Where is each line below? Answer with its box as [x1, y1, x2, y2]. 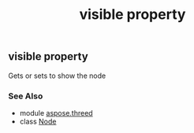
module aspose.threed [19, 108, 93, 117]
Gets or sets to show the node [8, 71, 106, 80]
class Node [19, 116, 57, 126]
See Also [8, 91, 43, 102]
